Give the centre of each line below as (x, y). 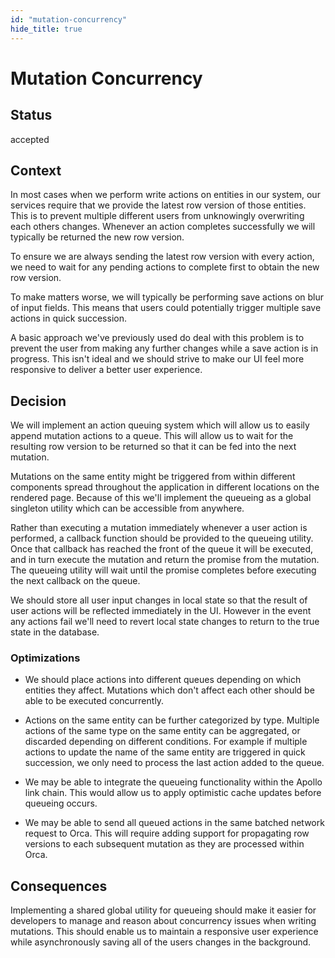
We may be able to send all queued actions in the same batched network (174, 823)
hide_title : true (46, 29)
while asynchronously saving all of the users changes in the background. (161, 942)
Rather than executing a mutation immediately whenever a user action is (159, 528)
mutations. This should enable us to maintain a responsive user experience (164, 932)
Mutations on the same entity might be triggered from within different (153, 477)
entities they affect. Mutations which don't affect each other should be (169, 690)
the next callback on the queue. (75, 581)
